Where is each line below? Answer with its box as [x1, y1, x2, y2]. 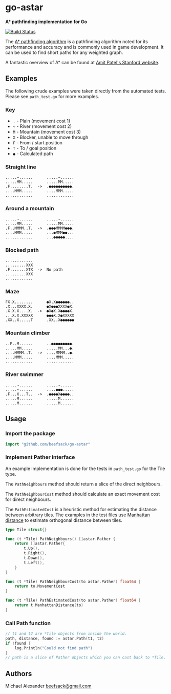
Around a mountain [5, 205, 54, 212]
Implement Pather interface [5, 454, 75, 461]
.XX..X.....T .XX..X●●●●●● [5, 317, 74, 323]
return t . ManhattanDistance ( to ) [14, 603, 83, 608]
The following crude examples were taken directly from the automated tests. [5, 88, 166, 94]
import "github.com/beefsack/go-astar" [5, 441, 91, 447]
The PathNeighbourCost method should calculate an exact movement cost [5, 491, 160, 497]
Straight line [5, 163, 37, 171]
